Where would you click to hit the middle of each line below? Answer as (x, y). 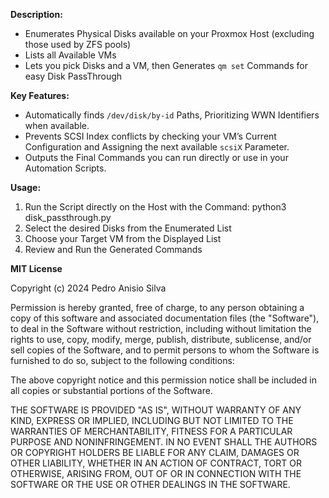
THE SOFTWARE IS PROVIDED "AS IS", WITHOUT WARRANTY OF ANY (156, 410)
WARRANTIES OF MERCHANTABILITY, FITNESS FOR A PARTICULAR (151, 431)
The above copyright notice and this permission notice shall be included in (163, 380)
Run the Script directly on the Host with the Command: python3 (155, 207)
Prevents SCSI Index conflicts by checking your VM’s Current (150, 136)
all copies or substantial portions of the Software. (111, 390)
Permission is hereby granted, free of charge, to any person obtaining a (157, 307)
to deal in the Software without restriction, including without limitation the (161, 328)
